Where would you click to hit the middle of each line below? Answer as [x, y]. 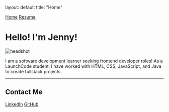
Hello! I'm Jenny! [41, 37]
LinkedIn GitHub [22, 104]
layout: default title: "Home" [34, 7]
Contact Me [24, 92]
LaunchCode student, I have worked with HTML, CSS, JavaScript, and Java [83, 66]
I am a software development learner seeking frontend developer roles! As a [84, 61]
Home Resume [21, 17]
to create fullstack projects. [33, 71]
